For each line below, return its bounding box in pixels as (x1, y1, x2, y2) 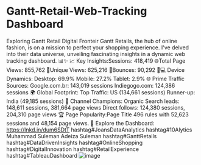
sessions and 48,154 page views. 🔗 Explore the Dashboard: (6, 119, 155, 127)
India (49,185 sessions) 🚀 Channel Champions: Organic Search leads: (6, 97, 180, 105)
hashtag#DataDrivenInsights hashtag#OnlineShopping (6, 139, 143, 146)
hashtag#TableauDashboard (6, 152, 78, 159)
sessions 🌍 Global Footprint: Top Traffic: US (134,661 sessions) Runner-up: (6, 88, 196, 96)
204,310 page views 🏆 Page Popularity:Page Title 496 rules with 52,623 (6, 111, 189, 118)
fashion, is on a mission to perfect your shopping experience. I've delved (6, 44, 189, 51)
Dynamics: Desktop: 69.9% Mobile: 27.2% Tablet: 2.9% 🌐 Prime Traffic (6, 75, 185, 82)
